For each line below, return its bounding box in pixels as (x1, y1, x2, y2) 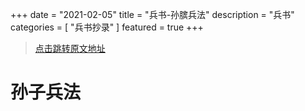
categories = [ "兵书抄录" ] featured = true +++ (10, 21, 204, 33)
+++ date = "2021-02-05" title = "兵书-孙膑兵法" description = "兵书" (10, 9, 295, 20)
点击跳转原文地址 (34, 43, 106, 54)
